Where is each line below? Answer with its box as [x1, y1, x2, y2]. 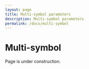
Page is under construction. [5, 59, 61, 65]
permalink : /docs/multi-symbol [5, 21, 69, 26]
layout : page [5, 7, 32, 12]
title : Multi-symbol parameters [5, 12, 71, 17]
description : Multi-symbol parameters [5, 16, 84, 21]
